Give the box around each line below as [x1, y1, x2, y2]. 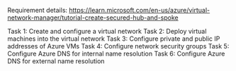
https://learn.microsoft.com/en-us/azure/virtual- [69, 6, 210, 14]
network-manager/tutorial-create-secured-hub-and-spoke [7, 13, 179, 22]
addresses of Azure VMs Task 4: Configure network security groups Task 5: [7, 42, 230, 50]
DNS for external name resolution [7, 57, 105, 65]
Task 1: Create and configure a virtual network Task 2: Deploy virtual [7, 27, 207, 35]
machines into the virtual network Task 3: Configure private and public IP [7, 34, 220, 43]
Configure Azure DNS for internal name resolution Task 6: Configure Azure [7, 49, 225, 58]
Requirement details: [7, 6, 68, 14]
